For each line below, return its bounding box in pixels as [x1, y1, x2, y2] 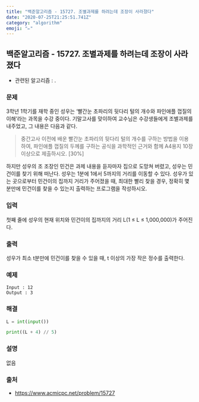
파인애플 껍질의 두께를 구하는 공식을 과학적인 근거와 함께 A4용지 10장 [33, 143, 193, 150]
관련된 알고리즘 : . [14, 77, 56, 84]
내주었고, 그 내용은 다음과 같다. [6, 123, 78, 130]
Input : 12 [6, 285, 33, 291]
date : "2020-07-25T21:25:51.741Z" [6, 14, 92, 20]
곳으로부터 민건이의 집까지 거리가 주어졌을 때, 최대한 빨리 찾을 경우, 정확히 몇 [12, 178, 190, 185]
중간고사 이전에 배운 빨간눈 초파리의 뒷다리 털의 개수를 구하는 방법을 [20, 135, 178, 143]
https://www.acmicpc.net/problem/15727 [14, 389, 115, 396]
